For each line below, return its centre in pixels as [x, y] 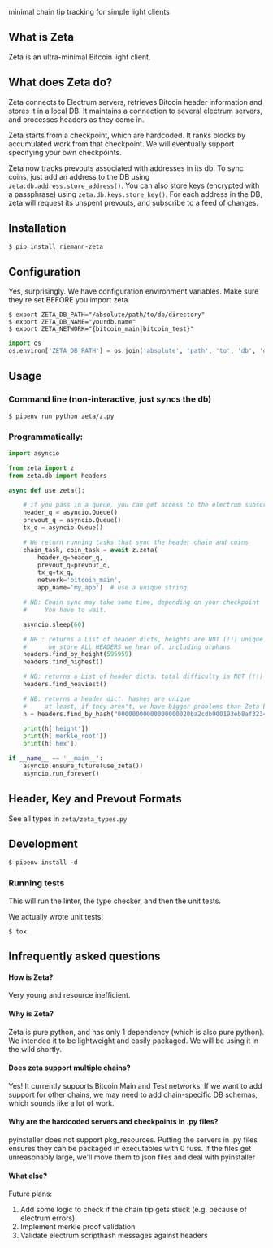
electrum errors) [48, 1218]
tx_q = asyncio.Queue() [63, 528]
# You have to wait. [65, 610]
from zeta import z [41, 468]
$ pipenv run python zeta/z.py [61, 416]
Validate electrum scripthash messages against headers [114, 1236]
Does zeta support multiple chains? [70, 1068]
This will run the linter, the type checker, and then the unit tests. [115, 901]
